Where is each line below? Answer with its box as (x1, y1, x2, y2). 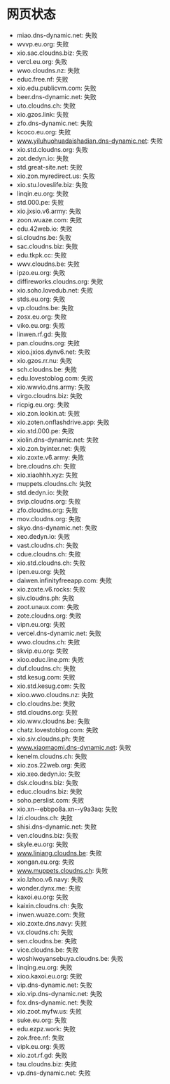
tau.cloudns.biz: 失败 (16, 1059, 78, 1068)
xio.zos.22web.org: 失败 (16, 760, 87, 769)
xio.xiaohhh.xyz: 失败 (16, 471, 78, 479)
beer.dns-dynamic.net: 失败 (16, 92, 97, 101)
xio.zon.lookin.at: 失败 (16, 409, 80, 417)
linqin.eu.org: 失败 (16, 189, 69, 198)
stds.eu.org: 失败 (16, 295, 66, 303)
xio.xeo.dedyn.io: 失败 (16, 770, 81, 778)
